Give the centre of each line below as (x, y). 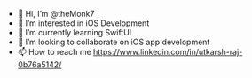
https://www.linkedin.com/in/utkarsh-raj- (168, 52)
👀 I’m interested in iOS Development (83, 23)
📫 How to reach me (54, 52)
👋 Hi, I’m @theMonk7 (56, 14)
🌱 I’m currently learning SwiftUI (75, 32)
